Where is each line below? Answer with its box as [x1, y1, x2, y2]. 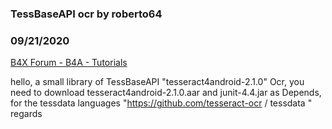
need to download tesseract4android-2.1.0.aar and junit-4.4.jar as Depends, [10, 87, 322, 99]
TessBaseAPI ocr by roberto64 [10, 7, 163, 21]
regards [10, 108, 43, 120]
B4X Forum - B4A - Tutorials [10, 57, 128, 69]
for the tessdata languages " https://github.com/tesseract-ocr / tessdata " [10, 97, 313, 109]
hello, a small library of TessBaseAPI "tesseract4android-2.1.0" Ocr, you [10, 76, 305, 88]
